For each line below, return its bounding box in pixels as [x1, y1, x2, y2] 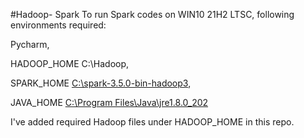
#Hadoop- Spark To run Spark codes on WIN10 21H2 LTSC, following [10, 9, 295, 20]
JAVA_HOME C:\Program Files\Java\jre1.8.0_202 [10, 97, 209, 108]
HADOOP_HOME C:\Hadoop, [10, 58, 130, 69]
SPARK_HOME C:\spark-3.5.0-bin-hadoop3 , [10, 77, 192, 89]
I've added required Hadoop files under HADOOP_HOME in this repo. [10, 116, 295, 128]
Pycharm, [10, 39, 50, 50]
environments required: [10, 19, 107, 31]
